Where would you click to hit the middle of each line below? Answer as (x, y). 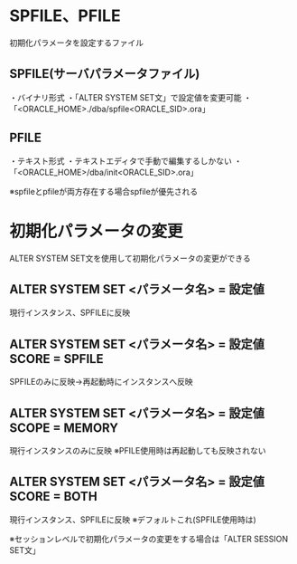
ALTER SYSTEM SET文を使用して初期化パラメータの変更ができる (130, 258)
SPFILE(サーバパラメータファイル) (105, 74)
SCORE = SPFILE (56, 359)
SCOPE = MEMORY (64, 428)
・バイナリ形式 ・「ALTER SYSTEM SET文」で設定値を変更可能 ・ (131, 97)
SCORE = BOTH (53, 497)
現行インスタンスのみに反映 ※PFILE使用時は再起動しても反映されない (138, 450)
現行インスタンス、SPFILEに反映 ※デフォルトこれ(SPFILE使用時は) (133, 520)
